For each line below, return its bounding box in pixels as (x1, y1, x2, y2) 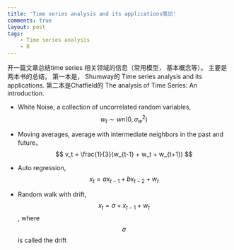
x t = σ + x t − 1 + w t (98, 201, 151, 212)
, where (17, 214, 40, 222)
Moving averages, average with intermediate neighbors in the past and (17, 130, 224, 138)
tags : (7, 30, 23, 37)
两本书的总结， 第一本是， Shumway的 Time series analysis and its (7, 72, 203, 81)
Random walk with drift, (17, 190, 87, 198)
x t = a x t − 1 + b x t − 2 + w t (89, 174, 159, 185)
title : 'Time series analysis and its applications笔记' (7, 10, 177, 18)
